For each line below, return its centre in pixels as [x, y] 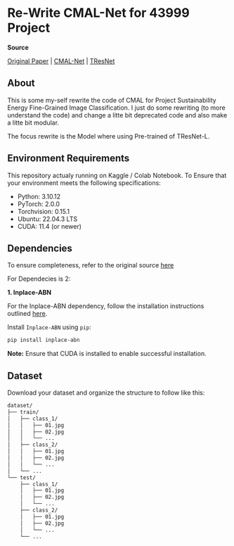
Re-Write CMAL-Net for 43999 [98, 13]
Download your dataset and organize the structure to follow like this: [106, 393]
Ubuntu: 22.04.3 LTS [47, 219]
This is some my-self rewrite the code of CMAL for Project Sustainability [112, 100]
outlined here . [27, 314]
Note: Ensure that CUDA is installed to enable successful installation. [107, 354]
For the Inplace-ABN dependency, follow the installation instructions [106, 306]
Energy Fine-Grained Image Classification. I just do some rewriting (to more [117, 108]
